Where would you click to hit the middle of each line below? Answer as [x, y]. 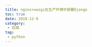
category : [15, 23]
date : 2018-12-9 [22, 19]
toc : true [15, 14]
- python [16, 37]
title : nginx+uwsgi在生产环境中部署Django [46, 10]
